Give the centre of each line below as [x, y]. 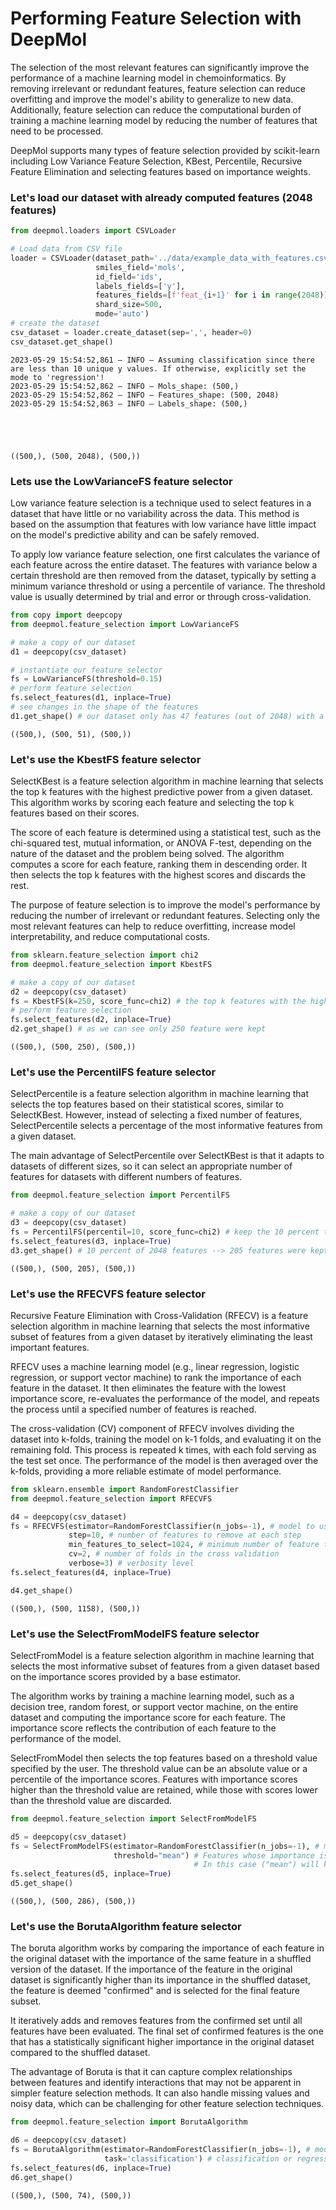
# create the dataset [55, 323]
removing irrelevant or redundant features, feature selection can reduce [158, 88]
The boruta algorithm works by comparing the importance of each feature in [167, 1948]
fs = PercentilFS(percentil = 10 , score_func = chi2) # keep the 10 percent [165, 1232]
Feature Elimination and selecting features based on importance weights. [160, 171]
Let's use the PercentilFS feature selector [113, 1072]
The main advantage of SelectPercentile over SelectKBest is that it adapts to [167, 1156]
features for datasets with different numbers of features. [126, 1177]
